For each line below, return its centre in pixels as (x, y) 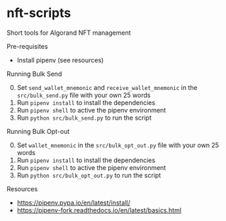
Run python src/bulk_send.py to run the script (84, 118)
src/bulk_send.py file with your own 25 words (84, 95)
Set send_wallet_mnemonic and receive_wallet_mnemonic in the (107, 87)
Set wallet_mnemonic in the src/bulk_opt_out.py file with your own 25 (118, 145)
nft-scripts (39, 13)
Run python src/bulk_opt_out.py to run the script (89, 175)
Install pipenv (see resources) (60, 60)
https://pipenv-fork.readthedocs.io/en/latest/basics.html (99, 210)
